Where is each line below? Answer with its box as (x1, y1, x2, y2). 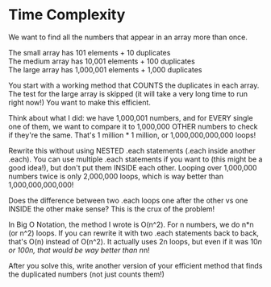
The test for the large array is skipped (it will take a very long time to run (8, 88, 248, 98)
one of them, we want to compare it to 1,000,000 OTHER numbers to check (8, 121, 258, 131)
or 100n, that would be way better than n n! (8, 245, 151, 255)
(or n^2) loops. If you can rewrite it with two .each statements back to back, (8, 228, 260, 238)
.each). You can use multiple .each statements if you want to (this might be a (8, 154, 263, 164)
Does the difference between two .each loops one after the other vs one (8, 195, 248, 205)
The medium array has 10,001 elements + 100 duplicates (8, 56, 195, 66)
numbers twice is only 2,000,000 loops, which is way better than (8, 171, 224, 181)
